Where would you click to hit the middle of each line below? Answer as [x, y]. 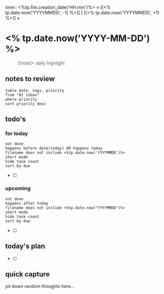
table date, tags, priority [35, 90]
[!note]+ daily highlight [41, 63]
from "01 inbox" [22, 95]
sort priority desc [26, 104]
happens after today [27, 203]
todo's [16, 119]
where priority [21, 99]
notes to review [30, 79]
